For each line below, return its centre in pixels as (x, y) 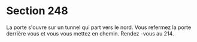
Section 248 (37, 11)
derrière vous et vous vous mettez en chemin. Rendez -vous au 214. (90, 33)
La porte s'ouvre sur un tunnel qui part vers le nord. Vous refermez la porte (99, 27)
